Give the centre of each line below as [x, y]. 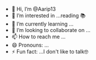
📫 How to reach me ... [38, 37]
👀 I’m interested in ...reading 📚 [49, 15]
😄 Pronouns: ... [30, 45]
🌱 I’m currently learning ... [42, 24]
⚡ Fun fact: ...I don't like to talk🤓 [50, 52]
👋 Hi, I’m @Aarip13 [34, 9]
